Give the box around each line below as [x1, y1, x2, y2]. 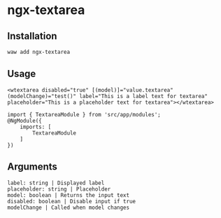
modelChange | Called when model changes [7, 204, 130, 211]
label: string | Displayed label [7, 179, 105, 186]
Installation [7, 30, 57, 42]
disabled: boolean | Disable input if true [7, 198, 136, 205]
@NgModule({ [7, 117, 42, 124]
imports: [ [20, 123, 52, 130]
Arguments [7, 161, 58, 173]
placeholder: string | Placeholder [7, 185, 111, 193]
